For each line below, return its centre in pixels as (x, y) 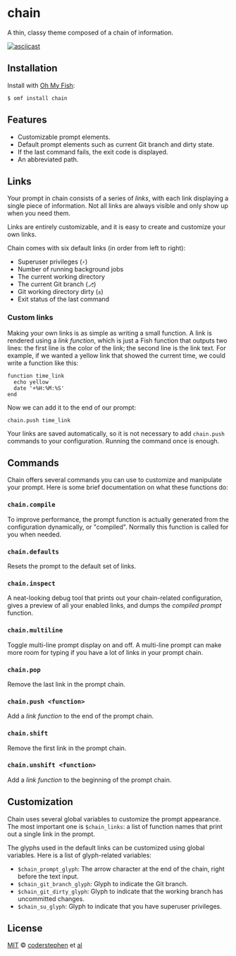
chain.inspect (31, 583)
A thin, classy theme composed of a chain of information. (91, 32)
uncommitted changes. (51, 899)
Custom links (30, 317)
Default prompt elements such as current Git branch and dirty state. (116, 144)
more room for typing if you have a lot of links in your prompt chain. (105, 652)
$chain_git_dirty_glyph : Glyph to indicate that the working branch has (120, 891)
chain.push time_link (39, 420)
